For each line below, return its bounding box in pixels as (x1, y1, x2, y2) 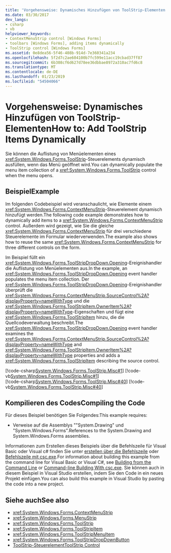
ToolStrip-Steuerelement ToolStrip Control (12, 542, 101, 548)
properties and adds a (74, 352, 120, 358)
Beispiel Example (5, 187, 60, 196)
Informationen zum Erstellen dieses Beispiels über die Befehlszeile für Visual (5, 443, 166, 449)
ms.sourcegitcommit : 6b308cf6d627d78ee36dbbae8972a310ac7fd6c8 (5, 60, 143, 65)
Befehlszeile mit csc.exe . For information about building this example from (5, 454, 160, 460)
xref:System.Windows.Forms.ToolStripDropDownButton (12, 537, 130, 543)
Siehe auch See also (5, 496, 69, 504)
